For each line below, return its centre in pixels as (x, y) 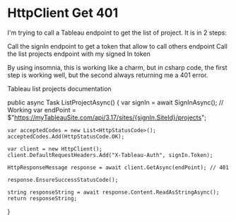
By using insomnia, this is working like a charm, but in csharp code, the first (117, 67)
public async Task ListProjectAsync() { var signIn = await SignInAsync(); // (116, 102)
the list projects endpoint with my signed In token (79, 54)
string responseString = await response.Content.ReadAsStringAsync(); (113, 192)
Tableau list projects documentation (59, 88)
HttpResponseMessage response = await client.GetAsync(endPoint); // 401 (118, 168)
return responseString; (42, 198)
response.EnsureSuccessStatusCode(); (63, 180)
